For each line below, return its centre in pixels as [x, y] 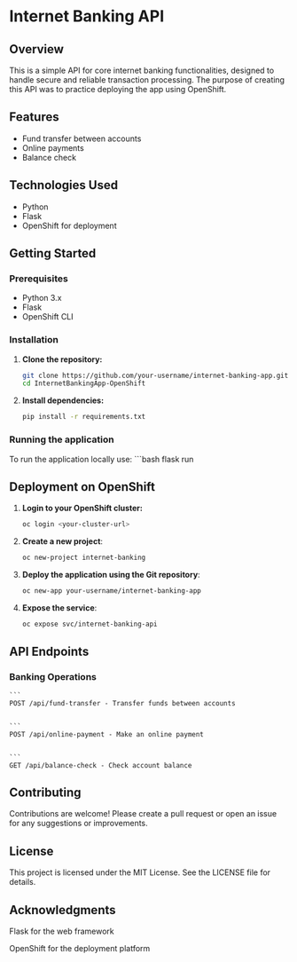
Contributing [45, 792]
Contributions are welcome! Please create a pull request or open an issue [143, 814]
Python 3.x [42, 298]
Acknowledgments [63, 910]
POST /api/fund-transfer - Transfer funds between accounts [123, 703]
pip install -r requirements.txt [84, 417]
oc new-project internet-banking [84, 558]
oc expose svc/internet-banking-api [90, 624]
